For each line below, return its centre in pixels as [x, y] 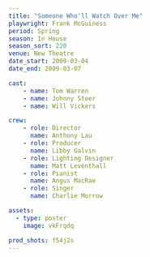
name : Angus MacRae [62, 181]
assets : [21, 211]
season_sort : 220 [38, 46]
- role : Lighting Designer [69, 158]
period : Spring [34, 31]
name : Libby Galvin [62, 151]
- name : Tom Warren [56, 91]
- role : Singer [49, 188]
